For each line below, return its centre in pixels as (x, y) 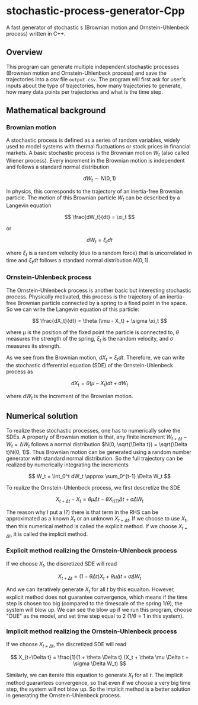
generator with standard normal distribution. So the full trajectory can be (95, 459)
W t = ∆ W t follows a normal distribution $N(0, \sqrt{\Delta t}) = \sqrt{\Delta (97, 445)
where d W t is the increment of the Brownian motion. (70, 397)
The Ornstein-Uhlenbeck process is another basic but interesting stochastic (99, 290)
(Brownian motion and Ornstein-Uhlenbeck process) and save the (87, 73)
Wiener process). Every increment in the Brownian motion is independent (95, 161)
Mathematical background (56, 111)
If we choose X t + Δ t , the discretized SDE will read (66, 645)
